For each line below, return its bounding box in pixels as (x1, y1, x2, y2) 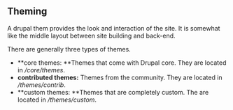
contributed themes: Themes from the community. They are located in (17, 73, 223, 81)
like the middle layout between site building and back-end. (7, 31, 176, 40)
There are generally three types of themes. (7, 45, 131, 53)
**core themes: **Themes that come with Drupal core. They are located (17, 58, 227, 67)
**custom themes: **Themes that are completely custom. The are (17, 88, 209, 96)
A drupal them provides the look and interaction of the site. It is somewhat (7, 24, 220, 32)
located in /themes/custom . (17, 95, 97, 104)
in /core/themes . (17, 65, 65, 74)
